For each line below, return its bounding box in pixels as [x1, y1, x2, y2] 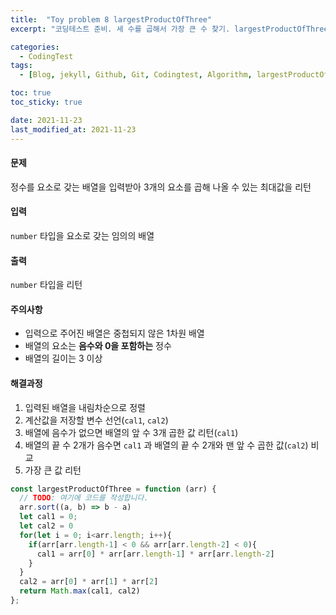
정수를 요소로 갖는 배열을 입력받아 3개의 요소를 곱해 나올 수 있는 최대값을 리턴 [10, 181, 312, 193]
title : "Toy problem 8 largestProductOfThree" [10, 14, 213, 25]
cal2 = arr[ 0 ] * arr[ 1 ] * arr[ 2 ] [19, 577, 159, 587]
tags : [10, 61, 33, 71]
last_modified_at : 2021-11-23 [10, 124, 137, 135]
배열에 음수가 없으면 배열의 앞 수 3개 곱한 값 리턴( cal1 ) [24, 426, 239, 438]
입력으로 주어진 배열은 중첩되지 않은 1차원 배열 [24, 327, 205, 340]
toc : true [10, 88, 52, 98]
